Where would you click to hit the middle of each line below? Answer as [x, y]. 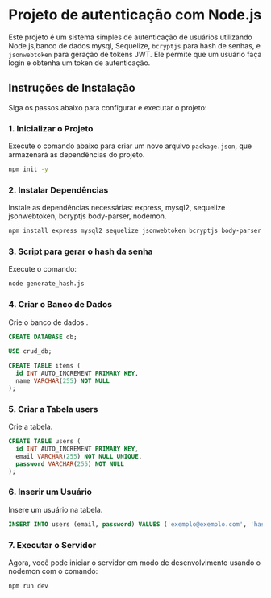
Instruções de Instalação [72, 88]
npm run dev [28, 586]
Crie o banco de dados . [48, 322]
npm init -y [28, 170]
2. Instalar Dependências [58, 189]
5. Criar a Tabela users [53, 409]
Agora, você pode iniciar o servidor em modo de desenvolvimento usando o [135, 563]
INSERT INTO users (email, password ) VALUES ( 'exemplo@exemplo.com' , [128, 524]
